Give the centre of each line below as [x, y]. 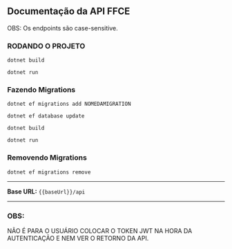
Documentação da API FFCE [69, 11]
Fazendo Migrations [41, 90]
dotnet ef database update [46, 116]
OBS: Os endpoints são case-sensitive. [63, 28]
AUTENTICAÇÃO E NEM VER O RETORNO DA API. [78, 238]
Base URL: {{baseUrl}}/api [46, 191]
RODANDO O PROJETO [46, 46]
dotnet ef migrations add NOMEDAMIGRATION [69, 104]
